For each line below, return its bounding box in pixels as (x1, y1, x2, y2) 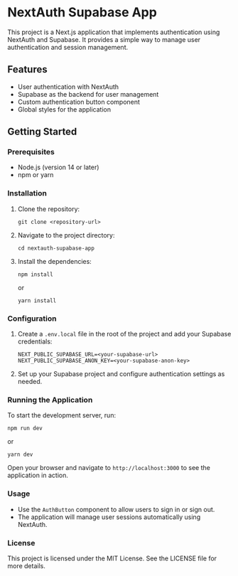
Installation (7, 188, 48, 198)
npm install (17, 271, 53, 278)
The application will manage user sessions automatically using (17, 513, 201, 521)
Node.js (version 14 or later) (17, 163, 99, 171)
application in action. (7, 471, 69, 480)
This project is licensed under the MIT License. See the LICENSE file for (7, 554, 217, 562)
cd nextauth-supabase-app (17, 245, 94, 252)
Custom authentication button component (17, 97, 141, 106)
